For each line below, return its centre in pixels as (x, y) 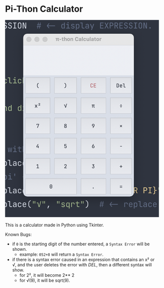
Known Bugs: (18, 234)
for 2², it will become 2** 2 (47, 275)
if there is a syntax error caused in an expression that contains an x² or (83, 259)
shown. (20, 249)
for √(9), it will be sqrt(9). (45, 280)
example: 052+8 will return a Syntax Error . (61, 254)
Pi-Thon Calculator (44, 9)
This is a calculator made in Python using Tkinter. (54, 225)
